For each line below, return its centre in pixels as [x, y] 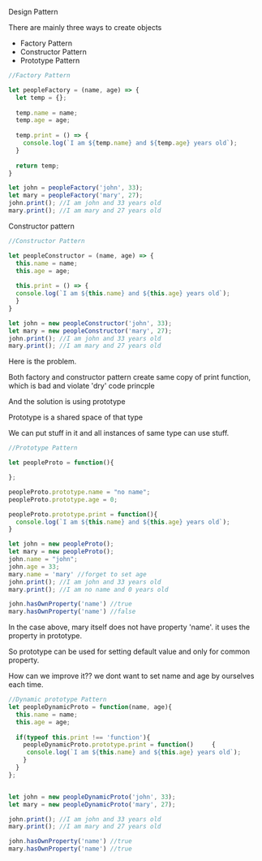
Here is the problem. [43, 362]
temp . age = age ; [43, 120]
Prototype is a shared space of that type [76, 417]
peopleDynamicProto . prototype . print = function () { [120, 745]
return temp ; [38, 166]
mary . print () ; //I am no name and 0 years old [88, 589]
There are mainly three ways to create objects [85, 27]
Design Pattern [33, 12]
